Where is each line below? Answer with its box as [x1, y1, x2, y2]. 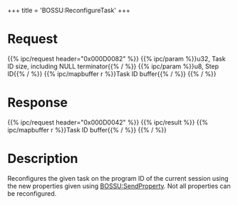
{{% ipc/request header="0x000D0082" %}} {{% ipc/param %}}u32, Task [7, 54, 226, 63]
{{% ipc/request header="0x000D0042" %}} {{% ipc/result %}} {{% [7, 117, 209, 127]
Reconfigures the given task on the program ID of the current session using [7, 174, 229, 182]
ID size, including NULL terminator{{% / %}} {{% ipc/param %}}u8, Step [7, 62, 219, 70]
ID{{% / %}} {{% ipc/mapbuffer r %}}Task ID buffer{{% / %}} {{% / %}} [7, 69, 217, 78]
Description [7, 151, 78, 167]
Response [7, 95, 68, 111]
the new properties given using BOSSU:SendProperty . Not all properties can [7, 182, 231, 190]
